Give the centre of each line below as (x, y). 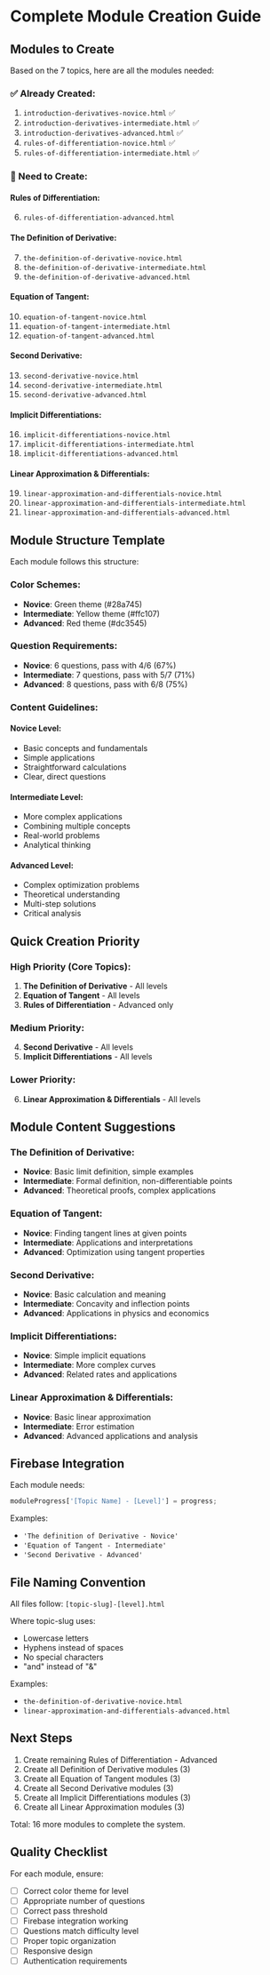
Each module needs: (48, 1485)
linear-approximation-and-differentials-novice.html (123, 494)
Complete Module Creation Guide (135, 16)
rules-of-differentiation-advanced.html (99, 218)
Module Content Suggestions (93, 1127)
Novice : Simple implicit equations (84, 1355)
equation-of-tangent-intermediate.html (97, 326)
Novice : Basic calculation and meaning (95, 1294)
